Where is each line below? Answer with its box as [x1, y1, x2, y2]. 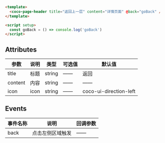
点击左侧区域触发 [32, 129, 72, 136]
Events [5, 105, 27, 113]
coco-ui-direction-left [82, 88, 136, 95]
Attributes [5, 45, 37, 54]
